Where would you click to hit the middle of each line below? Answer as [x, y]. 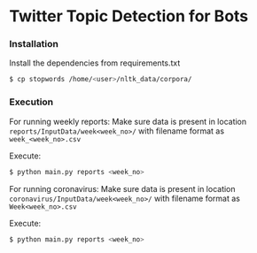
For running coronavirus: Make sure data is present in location [123, 188]
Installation [34, 44]
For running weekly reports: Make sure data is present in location [128, 121]
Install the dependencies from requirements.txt [95, 63]
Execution [31, 102]
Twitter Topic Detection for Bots [129, 16]
